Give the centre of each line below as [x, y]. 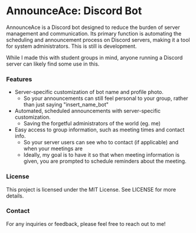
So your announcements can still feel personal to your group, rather [106, 98]
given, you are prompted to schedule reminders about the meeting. [105, 161]
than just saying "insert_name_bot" [66, 105]
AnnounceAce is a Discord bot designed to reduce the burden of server [93, 27]
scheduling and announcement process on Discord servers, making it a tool [98, 40]
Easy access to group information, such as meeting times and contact [99, 130]
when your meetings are [53, 148]
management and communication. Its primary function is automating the [94, 33]
